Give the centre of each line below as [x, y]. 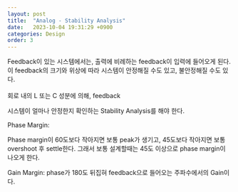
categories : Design [36, 34]
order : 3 [20, 41]
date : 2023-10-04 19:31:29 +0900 [60, 27]
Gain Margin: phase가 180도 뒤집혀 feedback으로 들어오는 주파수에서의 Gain [116, 173]
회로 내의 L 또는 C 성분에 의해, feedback [64, 96]
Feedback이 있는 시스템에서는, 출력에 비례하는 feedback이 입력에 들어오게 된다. [119, 62]
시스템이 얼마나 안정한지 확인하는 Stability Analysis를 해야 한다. [96, 111]
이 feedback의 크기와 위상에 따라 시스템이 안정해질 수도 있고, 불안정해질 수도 [114, 70]
